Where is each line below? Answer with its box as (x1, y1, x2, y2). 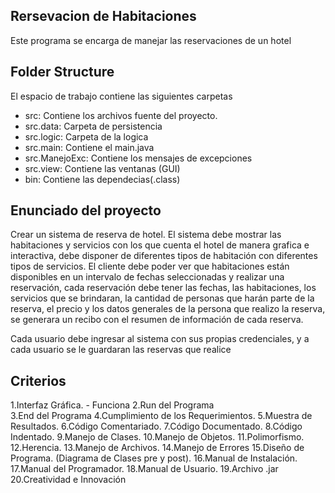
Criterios (10, 372, 67, 389)
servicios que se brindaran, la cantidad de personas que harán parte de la (10, 292, 315, 304)
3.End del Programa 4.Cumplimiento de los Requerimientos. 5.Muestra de (10, 410, 313, 422)
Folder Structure (10, 64, 115, 81)
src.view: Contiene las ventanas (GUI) (24, 162, 181, 174)
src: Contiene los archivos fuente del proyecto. (24, 109, 218, 121)
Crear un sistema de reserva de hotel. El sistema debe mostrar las (10, 229, 282, 241)
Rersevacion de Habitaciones (10, 8, 197, 25)
